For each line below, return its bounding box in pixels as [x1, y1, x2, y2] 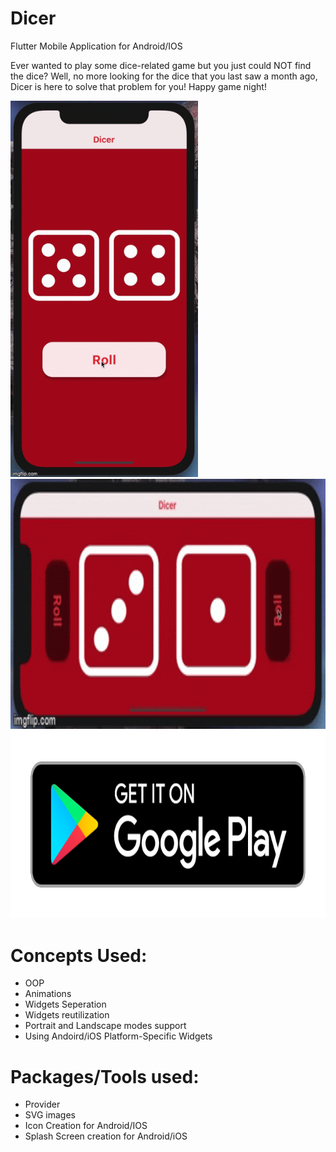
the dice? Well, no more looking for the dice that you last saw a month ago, [10, 70, 318, 82]
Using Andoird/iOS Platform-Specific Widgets [24, 1030, 213, 1042]
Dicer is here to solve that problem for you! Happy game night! [10, 80, 267, 92]
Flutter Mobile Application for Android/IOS [10, 40, 183, 52]
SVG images [24, 1109, 77, 1121]
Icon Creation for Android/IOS [24, 1120, 148, 1132]
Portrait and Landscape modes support [24, 1020, 187, 1032]
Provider [24, 1098, 61, 1111]
